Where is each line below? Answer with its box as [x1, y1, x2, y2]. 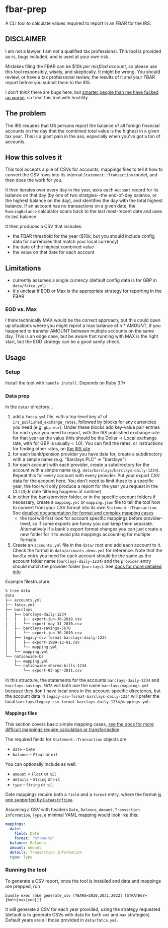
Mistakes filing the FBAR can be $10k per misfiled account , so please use [5, 63, 157, 69]
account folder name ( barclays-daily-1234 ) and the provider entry [12, 558, 151, 564]
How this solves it [5, 153, 62, 162]
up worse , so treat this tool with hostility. [5, 94, 89, 100]
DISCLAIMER [5, 35, 46, 43]
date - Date [12, 746, 36, 752]
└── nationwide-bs [5, 654, 44, 659]
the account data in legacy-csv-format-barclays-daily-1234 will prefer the [5, 693, 160, 699]
